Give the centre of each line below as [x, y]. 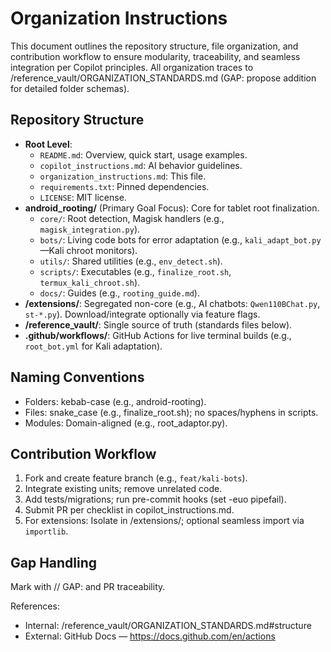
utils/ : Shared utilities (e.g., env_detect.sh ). [131, 261]
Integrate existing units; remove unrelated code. [123, 489]
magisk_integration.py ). [90, 229]
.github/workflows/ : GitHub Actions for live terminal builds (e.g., [158, 335]
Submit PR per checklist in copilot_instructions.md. [129, 510]
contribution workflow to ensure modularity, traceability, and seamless [155, 56]
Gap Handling [54, 562]
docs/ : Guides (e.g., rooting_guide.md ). [119, 293]
